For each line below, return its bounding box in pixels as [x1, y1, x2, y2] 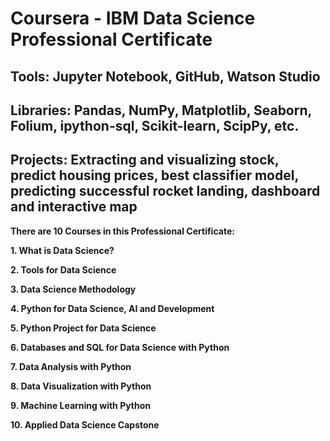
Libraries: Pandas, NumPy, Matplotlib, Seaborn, [10, 102, 312, 119]
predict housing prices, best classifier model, [10, 167, 299, 184]
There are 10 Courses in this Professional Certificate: [10, 225, 235, 237]
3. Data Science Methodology [10, 283, 137, 295]
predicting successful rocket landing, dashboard [10, 183, 321, 200]
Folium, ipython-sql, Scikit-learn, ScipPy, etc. [10, 117, 300, 134]
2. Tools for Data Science [10, 263, 117, 276]
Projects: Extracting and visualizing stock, [10, 152, 280, 169]
